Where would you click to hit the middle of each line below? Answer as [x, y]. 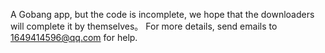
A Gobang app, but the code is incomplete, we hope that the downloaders [162, 14]
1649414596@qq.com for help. [74, 37]
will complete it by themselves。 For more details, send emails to [144, 26]
